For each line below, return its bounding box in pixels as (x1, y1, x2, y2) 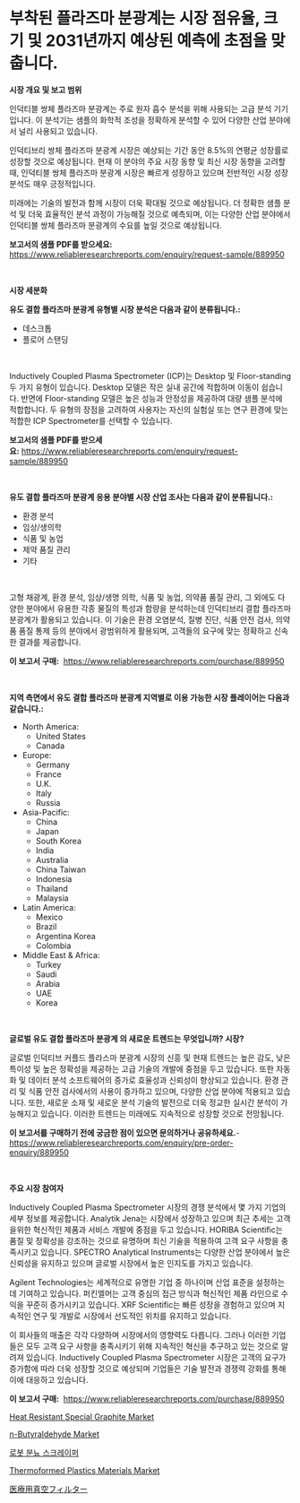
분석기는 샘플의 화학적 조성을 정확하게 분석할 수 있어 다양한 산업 (44, 114, 267, 125)
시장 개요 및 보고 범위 (9, 84, 82, 95)
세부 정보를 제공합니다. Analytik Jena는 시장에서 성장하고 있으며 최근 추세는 (9, 1213, 275, 1223)
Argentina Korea (35, 930, 96, 941)
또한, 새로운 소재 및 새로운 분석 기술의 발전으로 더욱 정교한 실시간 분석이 (28, 1097, 279, 1108)
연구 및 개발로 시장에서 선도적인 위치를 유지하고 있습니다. (32, 1310, 232, 1321)
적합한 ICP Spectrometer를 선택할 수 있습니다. (9, 415, 173, 426)
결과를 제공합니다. (18, 636, 81, 647)
